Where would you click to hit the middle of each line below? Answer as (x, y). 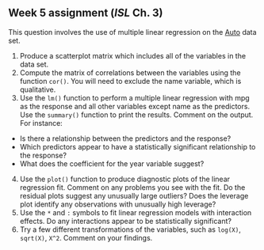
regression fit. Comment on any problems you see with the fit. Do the (132, 187)
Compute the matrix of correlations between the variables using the (130, 72)
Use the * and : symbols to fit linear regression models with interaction (136, 212)
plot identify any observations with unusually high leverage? (118, 204)
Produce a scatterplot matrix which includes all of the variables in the (133, 55)
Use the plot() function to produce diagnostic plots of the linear (125, 179)
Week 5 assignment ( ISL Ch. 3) (86, 13)
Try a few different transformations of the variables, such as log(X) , (130, 229)
